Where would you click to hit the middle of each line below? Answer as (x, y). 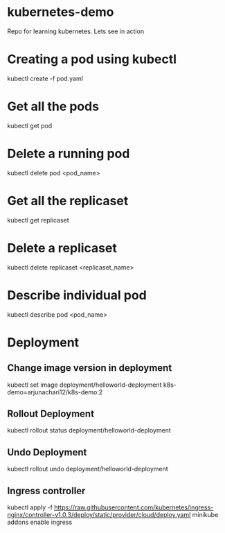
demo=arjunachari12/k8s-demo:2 (55, 392)
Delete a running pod (69, 154)
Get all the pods (53, 106)
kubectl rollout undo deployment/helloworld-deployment (88, 469)
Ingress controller (46, 490)
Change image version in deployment (90, 368)
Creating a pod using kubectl (92, 59)
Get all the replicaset (68, 201)
